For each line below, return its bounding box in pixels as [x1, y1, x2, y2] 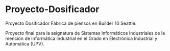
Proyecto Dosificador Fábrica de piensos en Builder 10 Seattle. [5, 20, 137, 26]
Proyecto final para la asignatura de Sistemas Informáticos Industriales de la [5, 30, 165, 36]
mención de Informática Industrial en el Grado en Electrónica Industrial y [5, 35, 157, 41]
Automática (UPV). [5, 40, 45, 46]
